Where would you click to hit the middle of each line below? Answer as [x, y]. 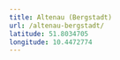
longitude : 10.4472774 [51, 42]
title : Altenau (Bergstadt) [61, 17]
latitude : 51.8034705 [49, 34]
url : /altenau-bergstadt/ [56, 26]
